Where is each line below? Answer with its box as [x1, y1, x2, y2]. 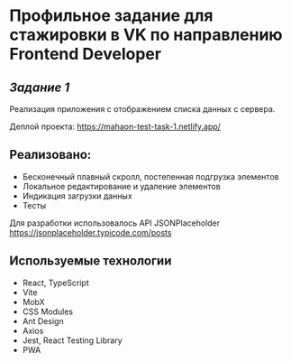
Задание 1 [9, 79, 70, 95]
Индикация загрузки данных [22, 190, 132, 201]
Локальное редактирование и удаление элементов [22, 181, 221, 191]
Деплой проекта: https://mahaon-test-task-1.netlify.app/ [9, 121, 221, 132]
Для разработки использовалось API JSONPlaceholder [9, 218, 221, 228]
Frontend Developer [9, 44, 162, 64]
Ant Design [22, 315, 65, 326]
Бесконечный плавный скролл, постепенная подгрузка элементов [22, 171, 279, 181]
